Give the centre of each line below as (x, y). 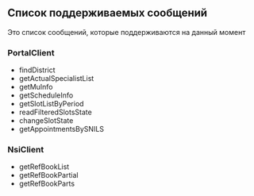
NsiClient (26, 150)
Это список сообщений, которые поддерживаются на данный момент (127, 32)
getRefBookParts (47, 184)
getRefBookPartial (48, 175)
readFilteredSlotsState (55, 112)
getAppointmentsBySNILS (62, 129)
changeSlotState (46, 121)
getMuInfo (36, 87)
